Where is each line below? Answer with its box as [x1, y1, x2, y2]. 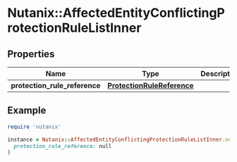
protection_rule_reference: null [13, 142, 112, 149]
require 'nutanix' [7, 123, 61, 130]
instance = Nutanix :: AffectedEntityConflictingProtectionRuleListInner [7, 136, 222, 143]
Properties [7, 48, 55, 60]
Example [7, 104, 47, 117]
